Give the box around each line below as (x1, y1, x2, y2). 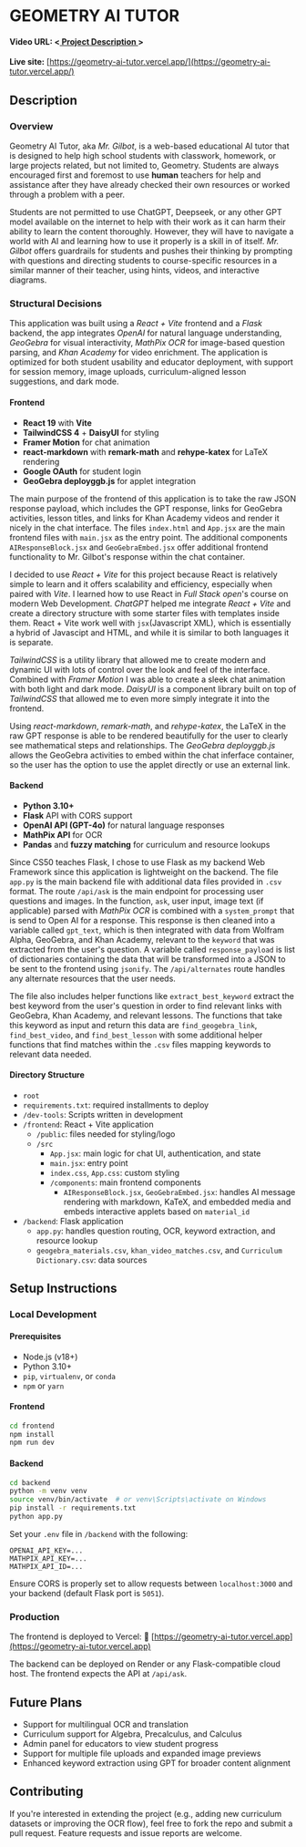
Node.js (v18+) (22, 1351, 78, 1362)
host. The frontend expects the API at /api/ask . (9, 1668, 188, 1679)
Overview (9, 119, 54, 132)
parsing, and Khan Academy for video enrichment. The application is (9, 347, 269, 358)
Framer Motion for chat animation (22, 437, 150, 448)
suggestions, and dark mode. (9, 376, 120, 387)
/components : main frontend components (49, 1177, 202, 1188)
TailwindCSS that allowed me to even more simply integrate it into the (9, 693, 270, 704)
